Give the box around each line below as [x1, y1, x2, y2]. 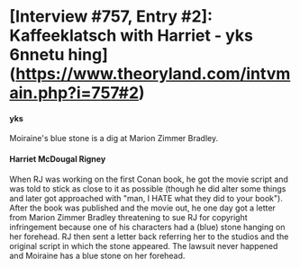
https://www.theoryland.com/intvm [15, 64, 291, 85]
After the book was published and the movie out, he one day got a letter [9, 202, 277, 213]
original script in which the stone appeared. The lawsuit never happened [9, 240, 278, 251]
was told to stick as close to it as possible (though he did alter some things [9, 183, 286, 194]
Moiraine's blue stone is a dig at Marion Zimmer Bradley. [9, 133, 219, 144]
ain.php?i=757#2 [9, 83, 140, 103]
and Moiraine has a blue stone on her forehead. [9, 250, 186, 261]
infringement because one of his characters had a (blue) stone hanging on [9, 221, 286, 232]
